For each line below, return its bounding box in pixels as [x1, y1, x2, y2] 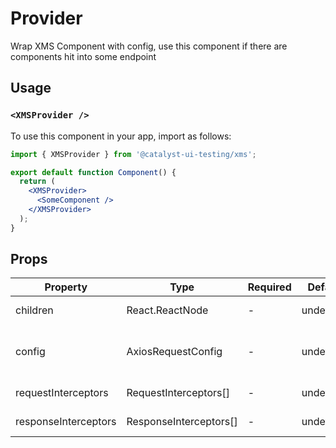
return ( [19, 177, 56, 187]
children [15, 303, 54, 317]
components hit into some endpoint [10, 50, 157, 62]
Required [247, 280, 292, 294]
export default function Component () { [10, 167, 177, 177]
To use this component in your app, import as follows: [10, 130, 232, 142]
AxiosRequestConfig [126, 345, 223, 359]
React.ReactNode [126, 303, 209, 317]
